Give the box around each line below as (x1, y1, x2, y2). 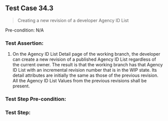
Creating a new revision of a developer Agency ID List (17, 17, 129, 23)
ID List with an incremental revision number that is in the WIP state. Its (12, 67, 157, 73)
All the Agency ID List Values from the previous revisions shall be (12, 78, 147, 84)
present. (12, 83, 30, 89)
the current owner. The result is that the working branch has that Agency (12, 62, 163, 68)
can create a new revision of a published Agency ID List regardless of (12, 56, 156, 62)
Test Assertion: (5, 40, 44, 47)
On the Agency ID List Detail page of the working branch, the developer (12, 51, 160, 57)
